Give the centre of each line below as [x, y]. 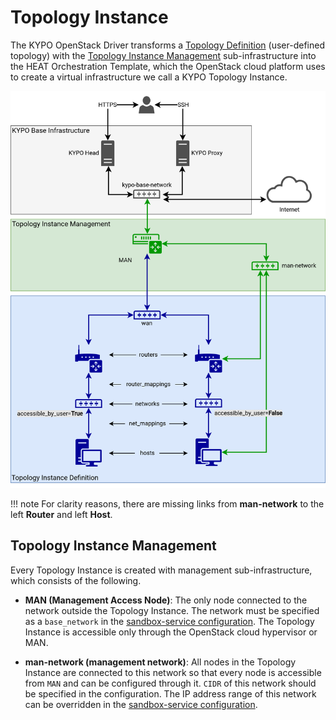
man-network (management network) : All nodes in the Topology [160, 662]
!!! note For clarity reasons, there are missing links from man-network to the [167, 503]
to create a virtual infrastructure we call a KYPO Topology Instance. [149, 77]
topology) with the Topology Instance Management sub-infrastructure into [163, 55]
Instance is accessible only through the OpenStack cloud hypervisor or [171, 632]
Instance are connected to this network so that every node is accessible [173, 672]
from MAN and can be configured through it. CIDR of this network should [170, 683]
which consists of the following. [76, 580]
